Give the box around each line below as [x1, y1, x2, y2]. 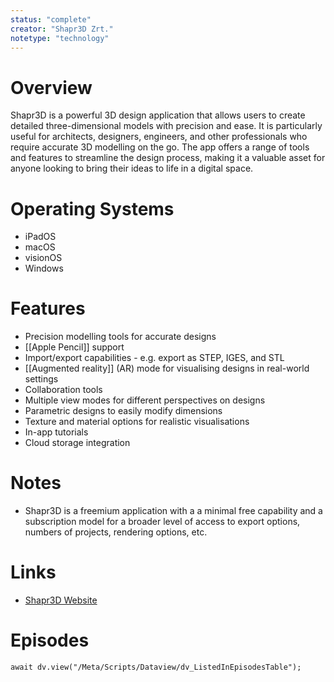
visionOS [24, 252, 63, 264]
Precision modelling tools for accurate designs [24, 331, 217, 343]
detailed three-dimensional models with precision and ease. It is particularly [10, 120, 323, 132]
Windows [24, 262, 64, 275]
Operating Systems [10, 197, 175, 220]
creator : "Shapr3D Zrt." [10, 24, 114, 34]
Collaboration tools [24, 384, 103, 396]
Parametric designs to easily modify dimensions [24, 405, 223, 417]
